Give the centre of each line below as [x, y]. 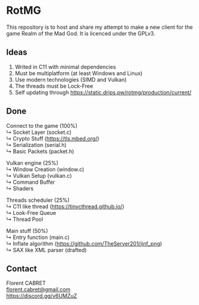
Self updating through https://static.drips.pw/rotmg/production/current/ [103, 92]
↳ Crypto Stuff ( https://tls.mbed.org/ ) [53, 138]
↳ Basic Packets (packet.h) [40, 151]
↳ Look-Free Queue [31, 213]
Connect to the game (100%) [42, 125]
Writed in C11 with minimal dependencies [65, 67]
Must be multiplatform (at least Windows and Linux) [79, 73]
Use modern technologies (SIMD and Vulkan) [71, 79]
